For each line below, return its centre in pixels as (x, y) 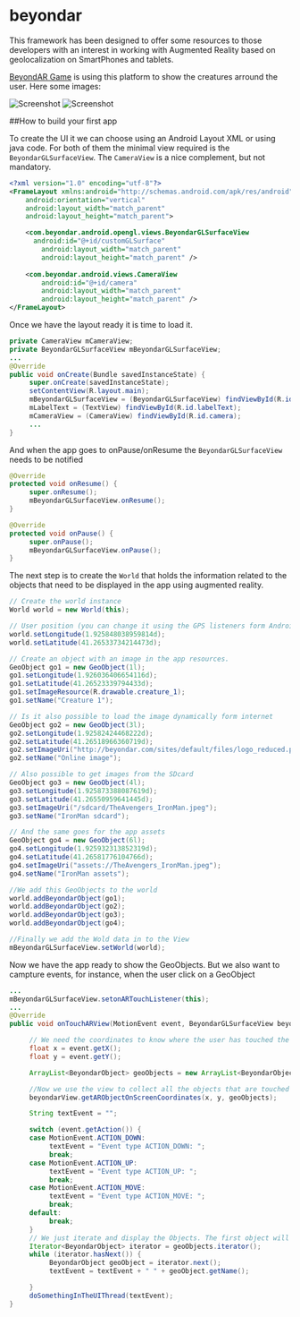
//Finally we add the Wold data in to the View (100, 940)
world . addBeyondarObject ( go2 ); (67, 907)
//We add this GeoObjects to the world (83, 890)
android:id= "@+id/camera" (90, 283)
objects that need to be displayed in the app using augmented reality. (137, 585)
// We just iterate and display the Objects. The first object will (159, 1238)
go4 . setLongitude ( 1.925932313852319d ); (83, 849)
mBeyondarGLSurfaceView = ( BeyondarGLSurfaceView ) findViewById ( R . (157, 399)
